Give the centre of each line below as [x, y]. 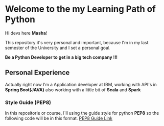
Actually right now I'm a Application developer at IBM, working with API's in [81, 84]
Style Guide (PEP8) [28, 102]
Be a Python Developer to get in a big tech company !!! [61, 57]
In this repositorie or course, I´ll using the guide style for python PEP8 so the [82, 113]
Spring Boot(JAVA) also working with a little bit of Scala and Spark [73, 90]
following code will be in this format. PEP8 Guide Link [59, 118]
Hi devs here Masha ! [26, 33]
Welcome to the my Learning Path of [81, 9]
